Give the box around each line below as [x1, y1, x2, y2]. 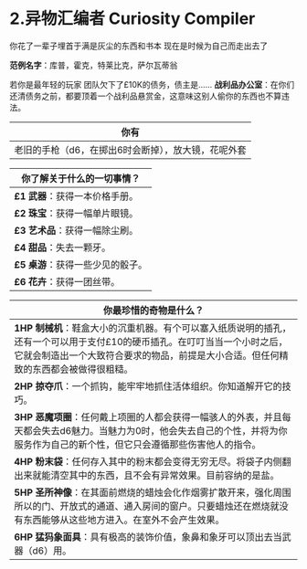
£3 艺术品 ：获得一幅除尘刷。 [14, 224, 139, 237]
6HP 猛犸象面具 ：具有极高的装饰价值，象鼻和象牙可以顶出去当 [14, 531, 282, 543]
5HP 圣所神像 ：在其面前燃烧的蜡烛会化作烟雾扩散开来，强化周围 [14, 486, 291, 499]
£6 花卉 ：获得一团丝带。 [14, 275, 121, 288]
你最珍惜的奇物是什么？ [102, 303, 204, 316]
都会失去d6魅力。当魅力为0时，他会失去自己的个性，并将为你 [23, 424, 288, 437]
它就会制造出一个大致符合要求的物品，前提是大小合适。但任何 [14, 349, 281, 362]
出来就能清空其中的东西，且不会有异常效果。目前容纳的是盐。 [14, 469, 281, 481]
